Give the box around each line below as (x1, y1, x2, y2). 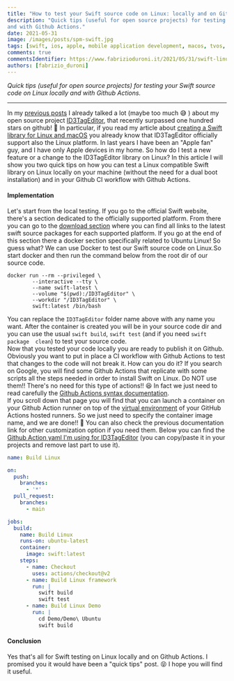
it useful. (7, 667, 33, 675)
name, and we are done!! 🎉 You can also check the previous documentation (7, 418, 224, 427)
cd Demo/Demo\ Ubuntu (38, 615, 101, 622)
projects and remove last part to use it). (7, 441, 120, 449)
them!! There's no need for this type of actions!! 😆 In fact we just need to (7, 381, 218, 390)
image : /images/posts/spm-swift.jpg (7, 36, 114, 43)
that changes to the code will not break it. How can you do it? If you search (7, 359, 222, 367)
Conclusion (7, 637, 42, 645)
